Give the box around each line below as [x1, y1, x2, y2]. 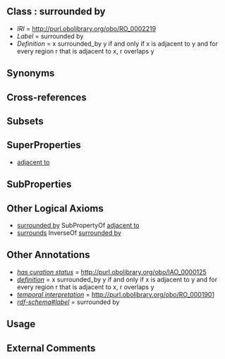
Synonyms [6, 67, 55, 80]
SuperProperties [6, 139, 82, 151]
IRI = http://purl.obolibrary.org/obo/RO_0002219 [16, 24, 157, 32]
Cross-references [6, 91, 87, 103]
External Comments [6, 342, 96, 354]
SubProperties [6, 178, 72, 190]
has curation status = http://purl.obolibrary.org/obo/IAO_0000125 [16, 267, 207, 276]
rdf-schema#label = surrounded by [16, 298, 120, 306]
